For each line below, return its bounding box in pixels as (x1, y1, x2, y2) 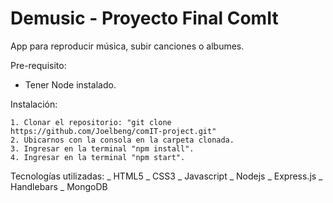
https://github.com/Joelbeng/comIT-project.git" (10, 126, 217, 136)
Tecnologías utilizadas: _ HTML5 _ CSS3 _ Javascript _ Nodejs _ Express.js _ (10, 170, 323, 182)
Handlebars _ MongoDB (10, 180, 108, 192)
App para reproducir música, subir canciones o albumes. (10, 40, 245, 52)
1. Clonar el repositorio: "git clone (10, 117, 172, 127)
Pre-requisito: (10, 59, 67, 71)
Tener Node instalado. (24, 78, 117, 91)
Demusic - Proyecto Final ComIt (10, 7, 279, 30)
